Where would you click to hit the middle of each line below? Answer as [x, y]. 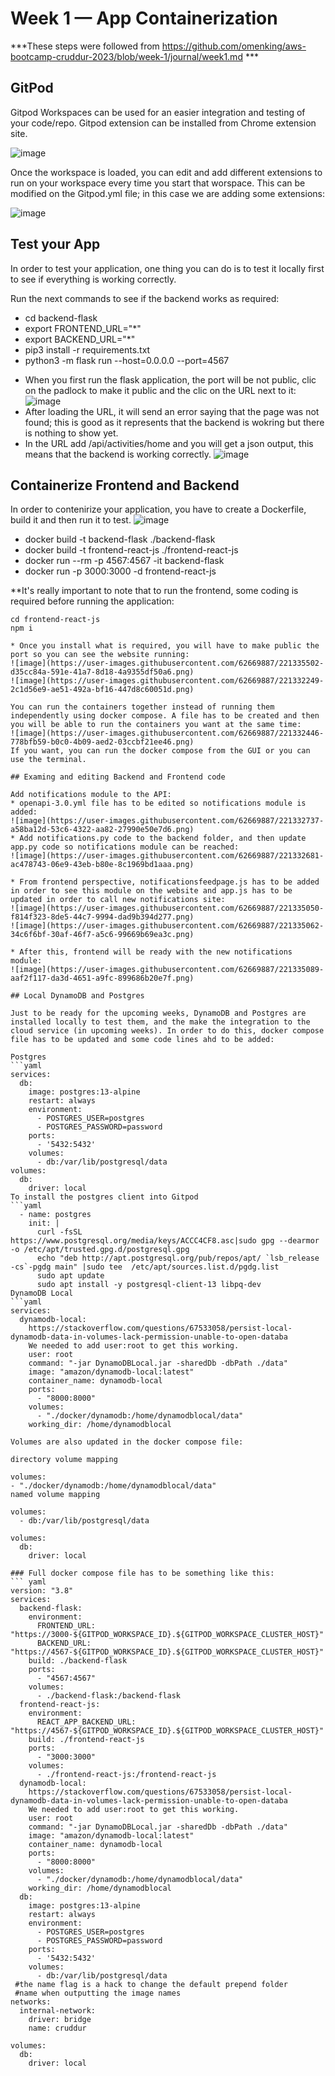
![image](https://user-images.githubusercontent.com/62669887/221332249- [167, 681]
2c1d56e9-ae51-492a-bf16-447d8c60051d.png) [102, 690]
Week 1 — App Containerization [144, 18]
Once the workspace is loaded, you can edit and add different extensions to [166, 172]
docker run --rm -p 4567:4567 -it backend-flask [124, 561]
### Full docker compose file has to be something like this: [142, 1573]
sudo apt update [70, 1276]
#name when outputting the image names [98, 1993]
